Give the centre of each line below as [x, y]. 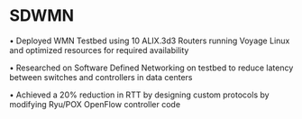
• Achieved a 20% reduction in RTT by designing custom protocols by [139, 95]
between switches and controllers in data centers [101, 77]
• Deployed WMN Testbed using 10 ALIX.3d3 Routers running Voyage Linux [150, 41]
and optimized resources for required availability [99, 50]
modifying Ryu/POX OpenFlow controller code [95, 104]
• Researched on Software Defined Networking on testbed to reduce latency [151, 68]
